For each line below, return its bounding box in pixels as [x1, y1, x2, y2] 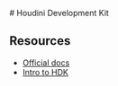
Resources [9, 33, 71, 48]
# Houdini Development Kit [9, 8, 110, 18]
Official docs [22, 57, 70, 68]
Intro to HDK [22, 66, 69, 77]
